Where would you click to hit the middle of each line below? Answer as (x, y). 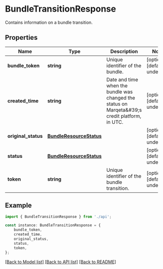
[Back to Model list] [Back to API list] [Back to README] (61, 262)
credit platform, (124, 116)
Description (124, 51)
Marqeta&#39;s (124, 110)
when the (117, 85)
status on (117, 104)
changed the (121, 98)
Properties (21, 38)
